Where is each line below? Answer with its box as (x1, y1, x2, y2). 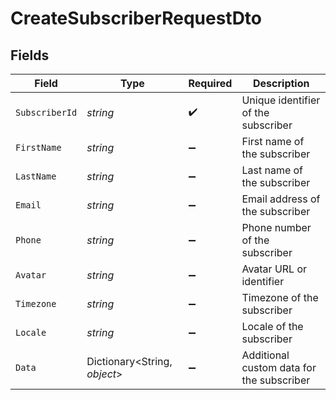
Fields (10, 47, 50, 64)
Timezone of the (241, 291, 319, 304)
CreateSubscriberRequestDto (10, 7, 263, 30)
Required (188, 77, 233, 90)
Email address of (241, 192, 321, 206)
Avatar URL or (241, 262, 308, 276)
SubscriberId (15, 107, 78, 118)
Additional (241, 348, 290, 362)
